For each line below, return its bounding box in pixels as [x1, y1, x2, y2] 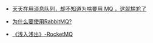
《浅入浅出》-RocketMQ [12, 30, 73, 38]
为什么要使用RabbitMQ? [12, 18, 72, 25]
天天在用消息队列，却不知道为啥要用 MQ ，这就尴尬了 [12, 5, 147, 12]
